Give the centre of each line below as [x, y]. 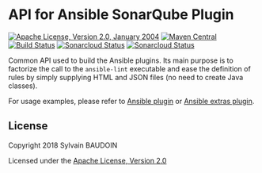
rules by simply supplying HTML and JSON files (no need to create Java [126, 77]
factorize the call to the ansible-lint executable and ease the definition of [129, 68]
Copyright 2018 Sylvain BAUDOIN [63, 145]
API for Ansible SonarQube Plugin [122, 15]
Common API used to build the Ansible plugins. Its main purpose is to [121, 60]
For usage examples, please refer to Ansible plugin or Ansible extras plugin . [131, 101]
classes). [23, 86]
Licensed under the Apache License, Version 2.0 [87, 160]
